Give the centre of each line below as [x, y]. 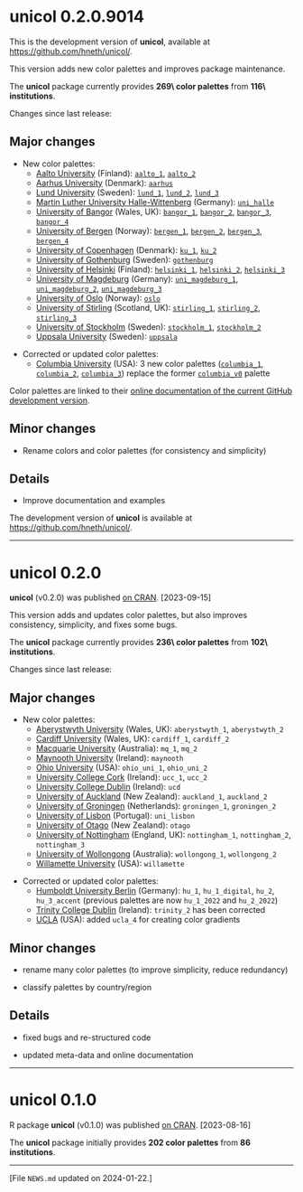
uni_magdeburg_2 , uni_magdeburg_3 [99, 288]
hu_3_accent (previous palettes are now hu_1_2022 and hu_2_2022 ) [157, 900]
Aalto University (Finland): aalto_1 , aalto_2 [116, 173]
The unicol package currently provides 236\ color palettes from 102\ [138, 643]
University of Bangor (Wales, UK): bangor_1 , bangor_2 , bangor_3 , [154, 211]
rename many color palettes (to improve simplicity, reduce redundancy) [155, 970]
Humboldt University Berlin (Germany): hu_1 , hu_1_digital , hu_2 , [155, 891]
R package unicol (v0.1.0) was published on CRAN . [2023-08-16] [130, 1125]
